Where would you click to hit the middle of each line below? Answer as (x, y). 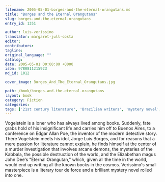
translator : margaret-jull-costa (39, 37)
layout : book (18, 95)
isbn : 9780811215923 (26, 69)
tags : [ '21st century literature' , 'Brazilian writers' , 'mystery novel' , (83, 109)
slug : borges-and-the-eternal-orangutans (48, 19)
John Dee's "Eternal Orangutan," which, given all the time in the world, (76, 159)
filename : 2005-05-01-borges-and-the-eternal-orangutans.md (68, 10)
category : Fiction (24, 100)
